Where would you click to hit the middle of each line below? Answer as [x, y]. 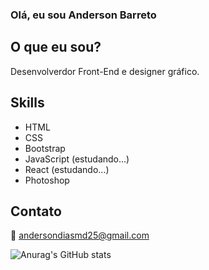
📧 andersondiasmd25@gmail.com [80, 235]
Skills [27, 103]
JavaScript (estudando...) [77, 159]
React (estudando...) [67, 169]
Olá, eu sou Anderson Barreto [83, 15]
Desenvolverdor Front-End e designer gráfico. [105, 71]
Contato [36, 211]
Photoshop [47, 180]
